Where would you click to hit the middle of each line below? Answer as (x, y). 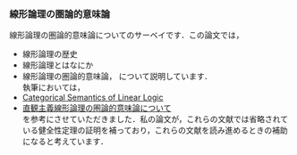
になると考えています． (65, 142)
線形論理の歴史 (50, 54)
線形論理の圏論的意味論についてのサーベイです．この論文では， (127, 35)
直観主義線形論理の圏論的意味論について (97, 108)
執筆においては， (54, 87)
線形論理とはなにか (58, 65)
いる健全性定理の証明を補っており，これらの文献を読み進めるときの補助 (155, 130)
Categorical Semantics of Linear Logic (93, 98)
